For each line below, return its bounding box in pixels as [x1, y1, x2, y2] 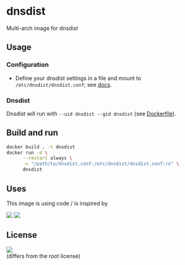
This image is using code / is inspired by [6, 200, 108, 207]
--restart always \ [22, 155, 72, 161]
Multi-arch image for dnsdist [6, 24, 78, 32]
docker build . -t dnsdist [6, 143, 75, 150]
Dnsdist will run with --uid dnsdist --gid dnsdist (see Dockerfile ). [6, 110, 176, 117]
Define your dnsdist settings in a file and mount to [15, 74, 142, 82]
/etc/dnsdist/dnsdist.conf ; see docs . [15, 81, 112, 88]
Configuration [6, 60, 49, 69]
